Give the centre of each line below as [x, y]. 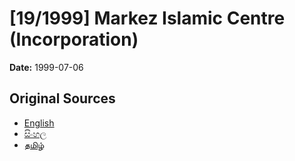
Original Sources [62, 98]
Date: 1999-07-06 [46, 67]
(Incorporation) [74, 39]
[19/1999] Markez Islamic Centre [147, 18]
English [39, 123]
